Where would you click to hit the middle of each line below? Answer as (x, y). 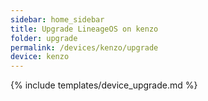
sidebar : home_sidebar (57, 19)
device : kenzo (40, 57)
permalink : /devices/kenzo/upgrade (84, 47)
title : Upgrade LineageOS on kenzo (84, 29)
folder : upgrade (44, 38)
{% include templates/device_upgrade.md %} (104, 85)
